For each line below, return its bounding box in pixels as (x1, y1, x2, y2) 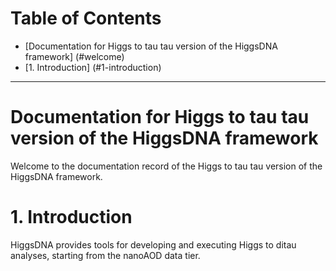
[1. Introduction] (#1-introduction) (24, 61, 162, 73)
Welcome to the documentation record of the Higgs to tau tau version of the (10, 160, 323, 172)
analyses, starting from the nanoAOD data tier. (10, 249, 201, 261)
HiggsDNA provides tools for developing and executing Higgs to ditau (10, 238, 297, 251)
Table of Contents (10, 7, 162, 30)
